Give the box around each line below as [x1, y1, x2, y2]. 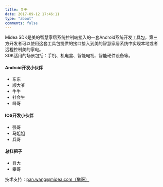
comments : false [5, 20, 38, 26]
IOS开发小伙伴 [5, 112, 34, 119]
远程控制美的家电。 [5, 47, 44, 52]
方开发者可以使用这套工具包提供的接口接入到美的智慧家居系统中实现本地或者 [5, 41, 158, 47]
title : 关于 [5, 7, 28, 12]
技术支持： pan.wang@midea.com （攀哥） [5, 176, 90, 182]
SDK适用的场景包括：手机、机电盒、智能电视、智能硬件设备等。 [5, 53, 133, 59]
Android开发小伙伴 [5, 64, 43, 70]
